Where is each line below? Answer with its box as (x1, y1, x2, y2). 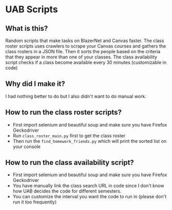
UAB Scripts (5, 4, 58, 15)
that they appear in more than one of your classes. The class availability (5, 54, 158, 60)
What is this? (5, 24, 48, 33)
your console (12, 143, 41, 150)
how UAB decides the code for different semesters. (12, 188, 122, 194)
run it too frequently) (12, 199, 57, 205)
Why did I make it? (5, 79, 65, 88)
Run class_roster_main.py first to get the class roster (12, 132, 126, 139)
